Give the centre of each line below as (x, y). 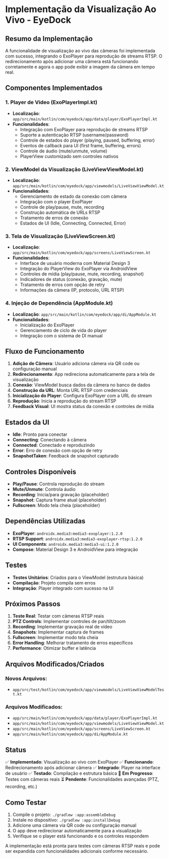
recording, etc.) (21, 787)
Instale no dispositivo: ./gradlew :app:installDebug (66, 820)
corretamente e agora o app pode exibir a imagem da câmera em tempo (80, 67)
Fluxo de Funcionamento (45, 351)
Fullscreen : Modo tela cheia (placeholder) (56, 505)
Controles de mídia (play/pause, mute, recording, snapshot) (82, 274)
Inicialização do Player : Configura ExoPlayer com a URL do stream (82, 396)
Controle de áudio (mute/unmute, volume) (64, 151)
